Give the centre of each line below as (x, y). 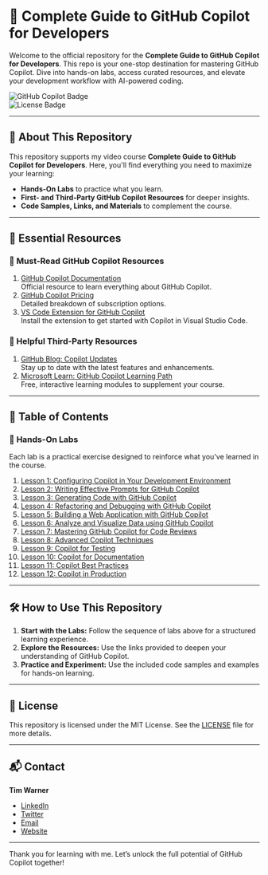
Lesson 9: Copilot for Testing (68, 549)
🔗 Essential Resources (65, 238)
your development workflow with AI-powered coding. (96, 81)
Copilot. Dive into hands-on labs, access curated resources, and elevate (127, 72)
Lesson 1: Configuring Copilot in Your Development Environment (126, 481)
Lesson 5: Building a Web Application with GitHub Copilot (115, 514)
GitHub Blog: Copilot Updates (69, 359)
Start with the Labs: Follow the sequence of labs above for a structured (138, 631)
